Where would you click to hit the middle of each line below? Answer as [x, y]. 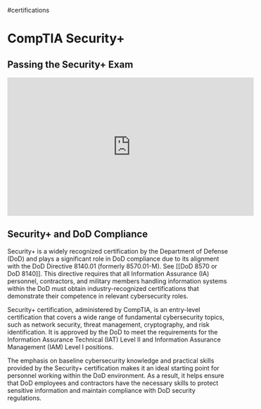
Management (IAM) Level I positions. [61, 346]
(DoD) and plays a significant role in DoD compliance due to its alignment [113, 259]
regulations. [25, 398]
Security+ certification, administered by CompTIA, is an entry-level [104, 309]
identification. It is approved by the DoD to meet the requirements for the [113, 332]
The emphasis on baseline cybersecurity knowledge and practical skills [111, 361]
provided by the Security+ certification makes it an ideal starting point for [113, 368]
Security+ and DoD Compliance [78, 234]
